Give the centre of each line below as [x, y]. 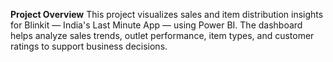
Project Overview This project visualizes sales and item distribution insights [167, 14]
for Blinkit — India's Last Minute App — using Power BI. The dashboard [156, 25]
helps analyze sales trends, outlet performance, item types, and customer [162, 35]
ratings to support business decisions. [89, 46]
